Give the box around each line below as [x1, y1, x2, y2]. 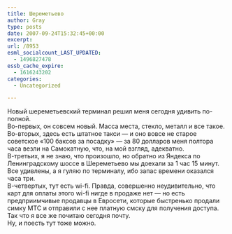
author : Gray [7, 17, 45, 24]
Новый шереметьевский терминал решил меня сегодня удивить [7, 107, 201, 116]
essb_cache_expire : [7, 62, 64, 69]
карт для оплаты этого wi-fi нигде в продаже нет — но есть [7, 189, 185, 198]
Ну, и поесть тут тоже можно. [7, 219, 96, 228]
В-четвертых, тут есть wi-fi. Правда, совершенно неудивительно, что [7, 181, 216, 190]
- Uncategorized [13, 82, 61, 89]
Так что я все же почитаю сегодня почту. [7, 212, 131, 220]
